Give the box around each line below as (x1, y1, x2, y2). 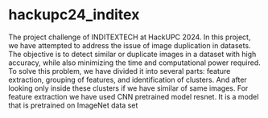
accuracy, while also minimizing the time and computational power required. (8, 58, 262, 67)
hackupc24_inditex (8, 6, 140, 24)
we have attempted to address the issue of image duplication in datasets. (8, 40, 251, 50)
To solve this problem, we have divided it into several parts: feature (8, 66, 231, 75)
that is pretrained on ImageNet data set (8, 100, 138, 110)
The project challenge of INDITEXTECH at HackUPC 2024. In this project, (8, 32, 251, 42)
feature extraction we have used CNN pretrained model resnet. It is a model (8, 92, 259, 101)
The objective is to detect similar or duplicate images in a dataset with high (8, 49, 257, 59)
